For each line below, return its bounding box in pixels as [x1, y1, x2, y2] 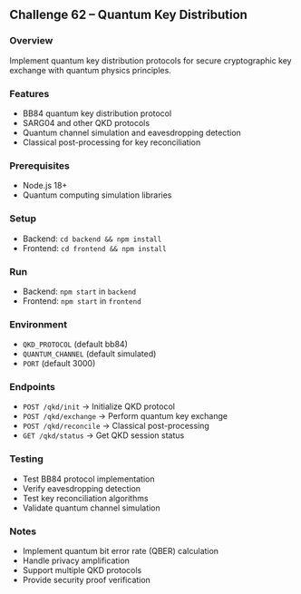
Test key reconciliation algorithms [22, 492, 149, 503]
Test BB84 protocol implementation [22, 473, 155, 484]
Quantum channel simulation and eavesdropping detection [22, 127, 242, 138]
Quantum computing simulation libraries [22, 190, 172, 200]
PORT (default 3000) [22, 358, 96, 369]
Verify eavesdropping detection [22, 482, 141, 493]
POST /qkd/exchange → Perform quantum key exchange [22, 411, 228, 422]
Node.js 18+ [22, 180, 68, 191]
